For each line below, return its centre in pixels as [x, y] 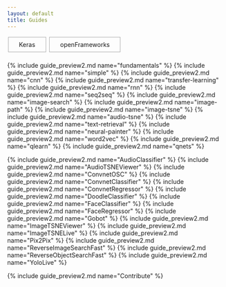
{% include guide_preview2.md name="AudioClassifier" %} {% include [108, 159]
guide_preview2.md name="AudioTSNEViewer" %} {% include [96, 167]
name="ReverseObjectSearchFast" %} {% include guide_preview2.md [107, 255]
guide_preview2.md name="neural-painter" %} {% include [91, 131]
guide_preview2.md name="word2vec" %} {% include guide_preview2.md [113, 138]
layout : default [30, 13]
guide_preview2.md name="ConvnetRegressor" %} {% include [97, 189]
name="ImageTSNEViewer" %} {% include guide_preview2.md [97, 225]
